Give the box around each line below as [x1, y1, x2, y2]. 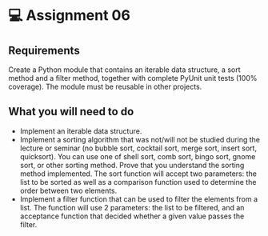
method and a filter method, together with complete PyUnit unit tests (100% [8, 74, 258, 82]
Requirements [8, 43, 80, 57]
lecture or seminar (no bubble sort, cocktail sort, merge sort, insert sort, [19, 143, 258, 153]
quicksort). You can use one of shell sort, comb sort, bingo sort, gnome [19, 151, 256, 161]
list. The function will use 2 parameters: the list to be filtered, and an [19, 202, 245, 212]
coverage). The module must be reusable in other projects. [8, 82, 202, 91]
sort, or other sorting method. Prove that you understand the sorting [19, 160, 245, 170]
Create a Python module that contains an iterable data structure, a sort [8, 65, 241, 74]
